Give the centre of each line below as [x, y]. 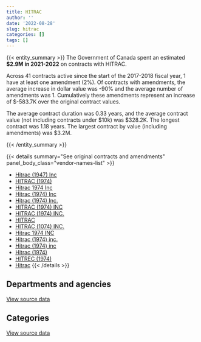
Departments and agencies [59, 284]
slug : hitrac [23, 29]
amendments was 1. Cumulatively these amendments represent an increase [101, 95]
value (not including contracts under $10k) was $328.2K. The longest [93, 120]
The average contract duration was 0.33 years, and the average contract [97, 113]
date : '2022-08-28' [31, 23]
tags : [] [17, 40]
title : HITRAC [24, 12]
